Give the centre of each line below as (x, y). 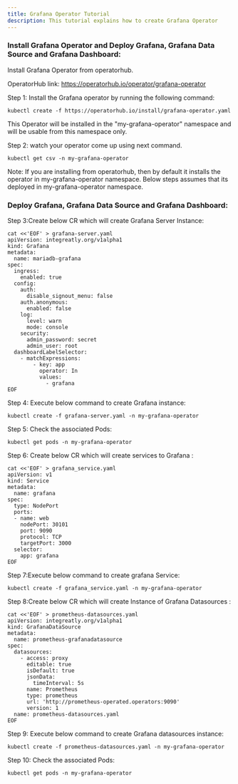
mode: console (47, 327)
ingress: (27, 272)
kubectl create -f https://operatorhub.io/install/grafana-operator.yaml (119, 110)
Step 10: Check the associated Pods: (61, 760)
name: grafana (35, 494)
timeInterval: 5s (58, 684)
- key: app (49, 365)
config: (25, 284)
